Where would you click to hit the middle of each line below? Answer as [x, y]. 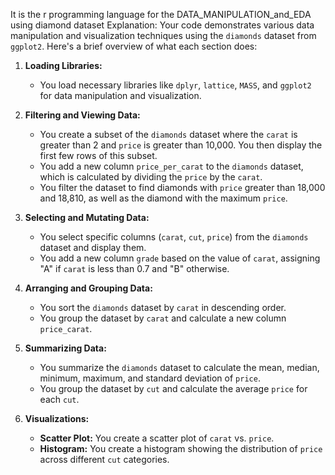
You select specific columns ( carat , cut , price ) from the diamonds [174, 237]
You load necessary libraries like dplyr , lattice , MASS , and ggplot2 [175, 85]
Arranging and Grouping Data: [88, 288]
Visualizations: [57, 418]
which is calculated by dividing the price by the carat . [151, 177]
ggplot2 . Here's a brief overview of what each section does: [134, 46]
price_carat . [66, 328]
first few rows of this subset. [98, 155]
